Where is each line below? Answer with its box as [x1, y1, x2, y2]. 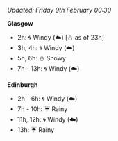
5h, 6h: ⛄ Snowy [17, 54, 66, 62]
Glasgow [7, 19, 33, 27]
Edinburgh [7, 81, 38, 89]
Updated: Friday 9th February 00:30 [7, 6, 112, 14]
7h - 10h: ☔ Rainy [17, 105, 68, 113]
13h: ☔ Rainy [17, 126, 54, 134]
